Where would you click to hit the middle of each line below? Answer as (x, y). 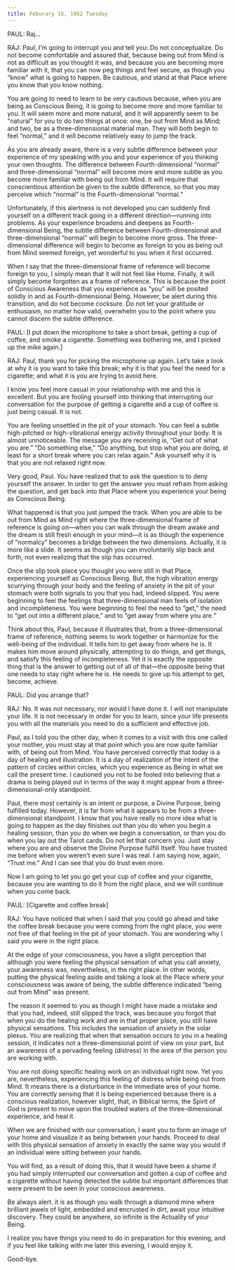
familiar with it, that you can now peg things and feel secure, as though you (116, 70)
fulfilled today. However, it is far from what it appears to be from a (102, 810)
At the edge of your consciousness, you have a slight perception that (107, 954)
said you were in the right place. (54, 941)
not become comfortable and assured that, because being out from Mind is (116, 55)
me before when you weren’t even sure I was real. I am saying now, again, (114, 855)
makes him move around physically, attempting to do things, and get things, (116, 652)
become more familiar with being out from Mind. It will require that (103, 179)
